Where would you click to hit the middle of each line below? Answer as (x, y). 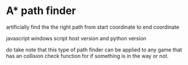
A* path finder (41, 11)
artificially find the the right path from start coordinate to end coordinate (93, 27)
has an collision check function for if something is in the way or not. (88, 56)
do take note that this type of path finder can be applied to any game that (94, 49)
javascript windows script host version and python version (76, 38)
